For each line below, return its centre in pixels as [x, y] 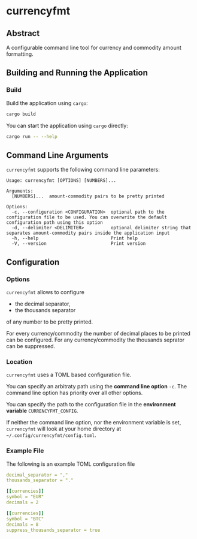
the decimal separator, [43, 304]
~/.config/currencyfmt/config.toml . [51, 435]
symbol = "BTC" [25, 519]
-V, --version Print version [79, 244]
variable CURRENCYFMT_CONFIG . [42, 411]
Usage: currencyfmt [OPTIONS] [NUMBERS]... [61, 181]
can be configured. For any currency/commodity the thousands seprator [96, 340]
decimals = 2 [22, 502]
